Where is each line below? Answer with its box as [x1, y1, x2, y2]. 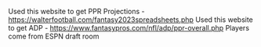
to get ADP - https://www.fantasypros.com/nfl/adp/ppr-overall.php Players [8, 23, 249, 32]
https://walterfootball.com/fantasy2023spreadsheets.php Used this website [8, 15, 253, 24]
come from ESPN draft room [8, 31, 100, 41]
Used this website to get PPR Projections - [8, 7, 145, 16]
